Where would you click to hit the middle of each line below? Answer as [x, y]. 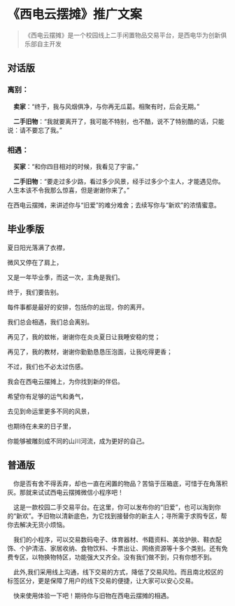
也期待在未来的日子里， [41, 426]
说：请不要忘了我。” [35, 130]
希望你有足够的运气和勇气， [47, 396]
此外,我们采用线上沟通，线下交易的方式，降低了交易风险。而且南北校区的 [119, 572]
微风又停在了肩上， [35, 262]
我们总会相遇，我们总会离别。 [50, 322]
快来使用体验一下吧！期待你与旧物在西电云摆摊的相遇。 [93, 595]
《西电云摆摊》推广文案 [75, 14]
